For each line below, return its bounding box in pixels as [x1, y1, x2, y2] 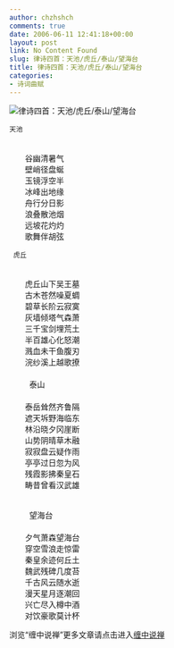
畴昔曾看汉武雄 [24, 479, 80, 490]
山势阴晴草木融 [24, 434, 80, 445]
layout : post [9, 38, 58, 47]
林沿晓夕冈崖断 [24, 424, 80, 434]
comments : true [9, 21, 66, 30]
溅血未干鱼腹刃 [24, 345, 80, 356]
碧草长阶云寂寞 [24, 300, 80, 311]
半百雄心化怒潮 [24, 334, 80, 345]
